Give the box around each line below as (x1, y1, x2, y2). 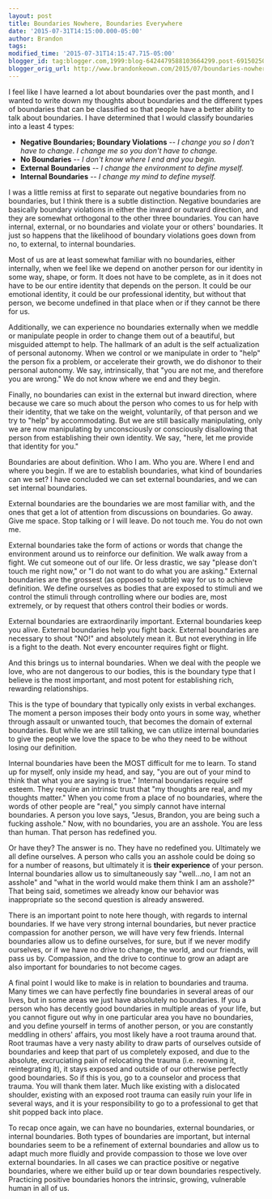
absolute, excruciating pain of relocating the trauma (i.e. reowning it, (8, 1055, 236, 1065)
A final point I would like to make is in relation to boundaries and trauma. (8, 978, 249, 987)
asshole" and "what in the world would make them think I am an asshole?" (8, 877, 256, 887)
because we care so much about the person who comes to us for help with (8, 398, 259, 408)
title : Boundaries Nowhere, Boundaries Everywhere (8, 19, 183, 28)
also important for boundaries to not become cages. (8, 962, 182, 972)
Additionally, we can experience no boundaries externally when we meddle (8, 322, 259, 332)
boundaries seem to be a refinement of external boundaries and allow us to (8, 1140, 260, 1150)
